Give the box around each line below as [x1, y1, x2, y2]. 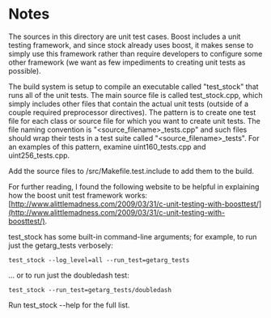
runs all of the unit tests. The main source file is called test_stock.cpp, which [8, 90, 263, 100]
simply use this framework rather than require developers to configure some [8, 49, 263, 58]
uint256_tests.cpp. [8, 151, 70, 160]
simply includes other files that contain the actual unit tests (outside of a [8, 99, 249, 108]
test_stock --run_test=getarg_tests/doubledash [8, 286, 172, 294]
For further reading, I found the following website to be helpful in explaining [8, 181, 260, 191]
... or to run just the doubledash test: [8, 270, 129, 280]
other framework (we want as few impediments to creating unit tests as [8, 57, 246, 67]
